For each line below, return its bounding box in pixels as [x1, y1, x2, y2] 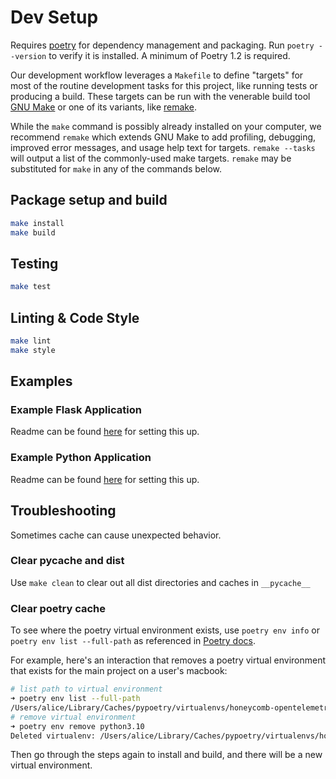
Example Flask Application [10, 403, 142, 417]
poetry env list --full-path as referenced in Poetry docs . [10, 635, 257, 647]
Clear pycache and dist [10, 554, 125, 568]
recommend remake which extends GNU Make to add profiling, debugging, [10, 131, 317, 143]
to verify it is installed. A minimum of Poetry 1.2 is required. [48, 49, 291, 61]
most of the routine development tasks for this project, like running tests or [10, 79, 318, 91]
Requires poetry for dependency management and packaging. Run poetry [10, 39, 315, 51]
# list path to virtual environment [10, 684, 163, 695]
